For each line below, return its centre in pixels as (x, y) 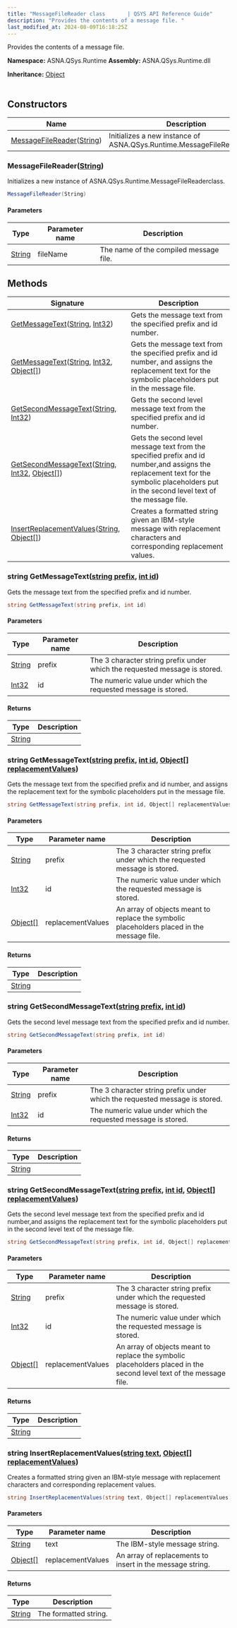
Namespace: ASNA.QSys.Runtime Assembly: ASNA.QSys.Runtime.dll (109, 61)
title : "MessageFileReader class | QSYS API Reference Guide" (110, 14)
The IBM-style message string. (168, 1544)
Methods (28, 283)
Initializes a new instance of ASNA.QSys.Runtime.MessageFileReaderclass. (116, 182)
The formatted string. (73, 1614)
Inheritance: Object (36, 74)
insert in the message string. (163, 1564)
